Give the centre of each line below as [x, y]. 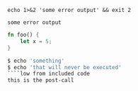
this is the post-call [41, 80]
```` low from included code [49, 74]
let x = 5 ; [36, 41]
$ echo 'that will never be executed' [64, 67]
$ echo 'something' [36, 61]
